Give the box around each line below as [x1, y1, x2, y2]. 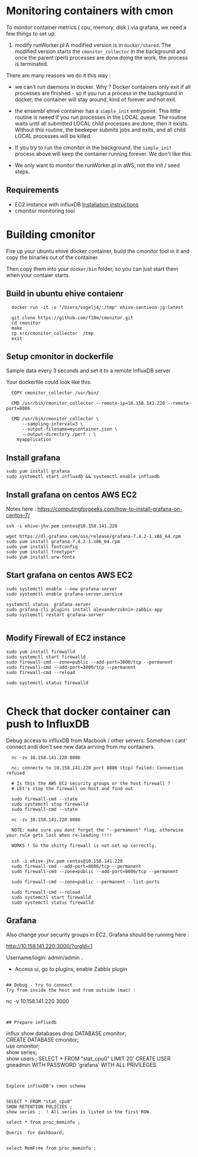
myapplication [17, 437, 51, 443]
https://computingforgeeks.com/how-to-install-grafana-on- [37, 505, 183, 513]
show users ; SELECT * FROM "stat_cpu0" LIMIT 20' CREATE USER [6, 1055, 171, 1062]
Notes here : [6, 505, 37, 513]
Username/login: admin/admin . [6, 954, 83, 961]
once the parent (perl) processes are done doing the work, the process [14, 54, 188, 61]
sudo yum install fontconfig [6, 543, 78, 550]
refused [6, 770, 25, 776]
